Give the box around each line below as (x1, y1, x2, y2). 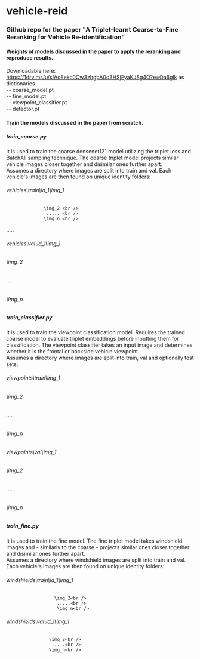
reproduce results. (6, 54, 54, 61)
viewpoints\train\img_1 (6, 374, 61, 381)
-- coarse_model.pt (6, 87, 54, 94)
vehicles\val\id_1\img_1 (6, 240, 61, 247)
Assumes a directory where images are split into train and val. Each (6, 167, 172, 174)
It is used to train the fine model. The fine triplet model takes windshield (6, 537, 183, 544)
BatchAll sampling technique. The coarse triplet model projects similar (6, 154, 179, 161)
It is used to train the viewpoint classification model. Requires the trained (6, 329, 185, 336)
